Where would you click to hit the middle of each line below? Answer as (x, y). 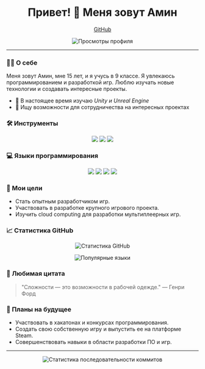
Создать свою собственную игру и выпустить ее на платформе (98, 329)
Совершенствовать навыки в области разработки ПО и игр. (93, 342)
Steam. (24, 335)
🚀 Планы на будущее (39, 309)
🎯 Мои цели (24, 188)
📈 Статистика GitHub (40, 231)
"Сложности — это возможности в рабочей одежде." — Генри (103, 287)
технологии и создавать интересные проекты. (67, 89)
